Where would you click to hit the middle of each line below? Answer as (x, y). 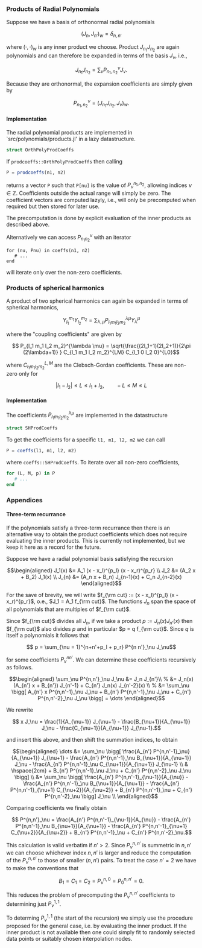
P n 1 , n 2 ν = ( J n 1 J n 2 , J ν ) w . (101, 103)
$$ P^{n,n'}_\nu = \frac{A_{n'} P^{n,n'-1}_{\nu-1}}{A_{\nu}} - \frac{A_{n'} (101, 820)
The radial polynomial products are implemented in (69, 132)
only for (28, 373)
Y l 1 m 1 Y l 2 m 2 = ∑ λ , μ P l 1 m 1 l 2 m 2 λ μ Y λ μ (101, 321)
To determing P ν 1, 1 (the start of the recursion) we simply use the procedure (99, 918)
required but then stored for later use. (53, 206)
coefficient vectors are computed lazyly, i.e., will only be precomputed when (101, 200)
